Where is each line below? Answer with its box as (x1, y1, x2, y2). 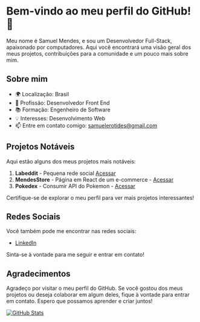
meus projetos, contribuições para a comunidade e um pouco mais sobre (6, 50, 189, 57)
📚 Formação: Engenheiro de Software (15, 106, 111, 113)
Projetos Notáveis (6, 142, 75, 152)
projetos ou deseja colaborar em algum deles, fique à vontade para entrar (6, 291, 190, 298)
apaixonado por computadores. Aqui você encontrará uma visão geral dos (6, 44, 192, 51)
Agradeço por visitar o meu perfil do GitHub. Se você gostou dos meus (6, 284, 183, 292)
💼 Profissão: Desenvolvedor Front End (15, 99, 110, 107)
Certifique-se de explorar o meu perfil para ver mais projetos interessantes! (6, 194, 195, 201)
